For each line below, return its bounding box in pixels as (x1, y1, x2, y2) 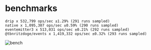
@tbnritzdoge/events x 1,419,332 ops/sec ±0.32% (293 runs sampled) (5, 31, 147, 36)
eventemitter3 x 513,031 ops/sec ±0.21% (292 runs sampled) (5, 27, 130, 32)
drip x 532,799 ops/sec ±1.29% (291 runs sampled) (5, 19, 110, 24)
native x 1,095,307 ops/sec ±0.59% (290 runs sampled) (5, 23, 119, 28)
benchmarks (5, 3, 57, 14)
